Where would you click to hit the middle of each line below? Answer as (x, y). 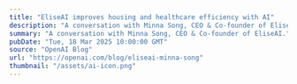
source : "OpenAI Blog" (51, 50)
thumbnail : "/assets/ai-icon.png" (73, 66)
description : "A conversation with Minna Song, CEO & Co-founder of (138, 25)
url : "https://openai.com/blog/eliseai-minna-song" (106, 58)
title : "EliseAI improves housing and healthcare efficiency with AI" (142, 17)
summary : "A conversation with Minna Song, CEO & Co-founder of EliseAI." (150, 33)
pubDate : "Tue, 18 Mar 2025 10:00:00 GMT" (88, 42)
